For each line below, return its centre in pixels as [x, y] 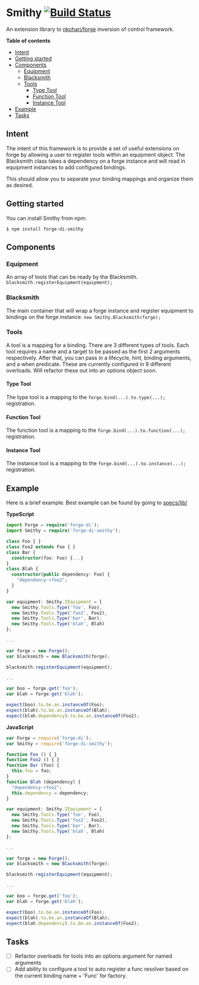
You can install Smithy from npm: [47, 218]
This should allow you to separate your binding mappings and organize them [100, 179]
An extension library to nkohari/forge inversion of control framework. [90, 29]
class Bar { [21, 553]
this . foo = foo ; [31, 771]
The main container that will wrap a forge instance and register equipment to [100, 310]
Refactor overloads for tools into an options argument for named [93, 956]
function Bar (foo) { [33, 765]
